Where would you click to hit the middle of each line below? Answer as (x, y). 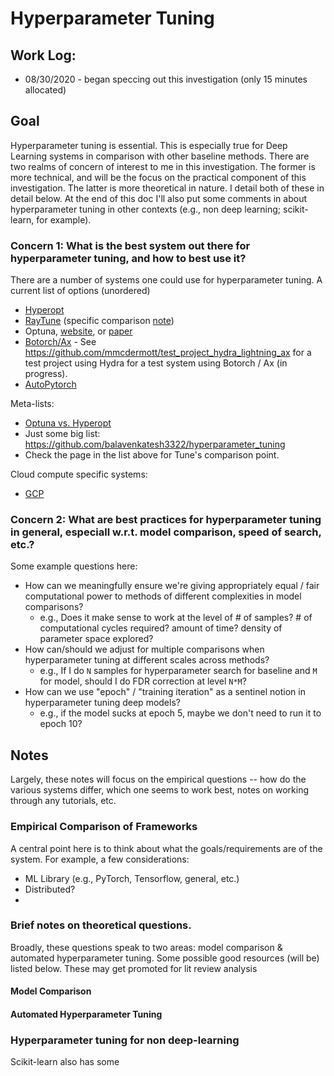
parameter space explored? (96, 639)
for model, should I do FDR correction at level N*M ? (143, 681)
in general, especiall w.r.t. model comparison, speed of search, (166, 532)
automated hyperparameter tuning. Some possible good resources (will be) (165, 958)
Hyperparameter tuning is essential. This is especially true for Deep (149, 145)
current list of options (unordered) (80, 291)
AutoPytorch (50, 384)
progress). (46, 374)
